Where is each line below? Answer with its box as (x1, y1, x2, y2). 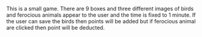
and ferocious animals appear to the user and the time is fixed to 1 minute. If (6, 11, 196, 18)
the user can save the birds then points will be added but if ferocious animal (6, 18, 196, 24)
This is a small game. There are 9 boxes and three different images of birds (6, 5, 194, 12)
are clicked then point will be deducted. (6, 24, 105, 31)
